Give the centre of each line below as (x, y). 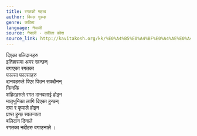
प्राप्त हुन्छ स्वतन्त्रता (23, 114)
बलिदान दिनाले (19, 121)
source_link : (22, 39)
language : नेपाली (24, 28)
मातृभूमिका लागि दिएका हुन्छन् (33, 101)
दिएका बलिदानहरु (22, 55)
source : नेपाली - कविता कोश (35, 33)
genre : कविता (20, 22)
